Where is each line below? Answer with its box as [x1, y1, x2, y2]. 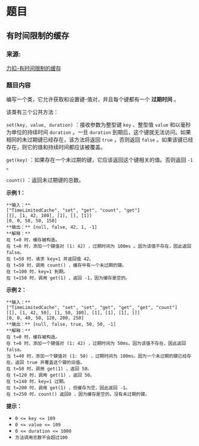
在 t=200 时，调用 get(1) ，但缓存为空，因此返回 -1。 [6, 385, 130, 391]
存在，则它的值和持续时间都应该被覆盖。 [6, 143, 106, 151]
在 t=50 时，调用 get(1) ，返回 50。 [6, 366, 92, 372]
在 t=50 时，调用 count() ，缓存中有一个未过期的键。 [6, 262, 127, 268]
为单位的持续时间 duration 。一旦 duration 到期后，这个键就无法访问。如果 [6, 129, 191, 136]
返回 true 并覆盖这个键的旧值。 [14, 359, 85, 366]
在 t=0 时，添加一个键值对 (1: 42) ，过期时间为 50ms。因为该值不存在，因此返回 [6, 341, 186, 347]
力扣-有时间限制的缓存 [6, 65, 62, 72]
